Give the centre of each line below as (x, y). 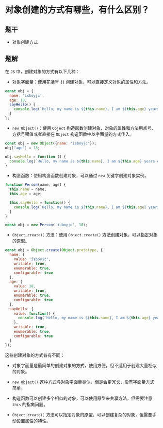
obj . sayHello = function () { (36, 157)
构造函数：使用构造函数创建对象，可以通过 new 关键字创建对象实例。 (80, 176)
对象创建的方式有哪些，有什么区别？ (77, 10)
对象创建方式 (25, 42)
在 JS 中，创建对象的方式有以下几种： (42, 71)
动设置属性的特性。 (31, 421)
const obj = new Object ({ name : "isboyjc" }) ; (51, 143)
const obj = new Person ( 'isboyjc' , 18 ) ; (47, 225)
